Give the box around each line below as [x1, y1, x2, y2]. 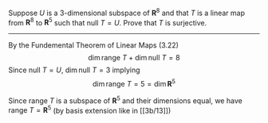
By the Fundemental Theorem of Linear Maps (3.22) [8, 40, 179, 50]
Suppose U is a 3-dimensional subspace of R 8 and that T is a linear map [8, 7, 246, 17]
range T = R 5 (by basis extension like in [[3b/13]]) [8, 104, 171, 115]
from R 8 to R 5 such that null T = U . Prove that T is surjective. [8, 16, 207, 27]
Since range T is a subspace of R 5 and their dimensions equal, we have [8, 94, 243, 106]
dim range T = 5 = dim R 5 [93, 78, 175, 88]
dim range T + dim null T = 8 [87, 53, 181, 63]
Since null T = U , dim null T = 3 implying [8, 65, 141, 75]
